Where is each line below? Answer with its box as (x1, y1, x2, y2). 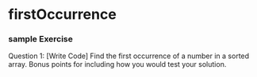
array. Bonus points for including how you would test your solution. (8, 60, 227, 69)
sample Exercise (8, 34, 74, 45)
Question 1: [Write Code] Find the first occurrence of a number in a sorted (8, 51, 250, 60)
